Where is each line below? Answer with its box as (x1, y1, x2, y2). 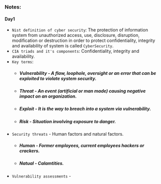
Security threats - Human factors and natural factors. (11, 131, 124, 137)
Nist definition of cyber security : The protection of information (11, 27, 149, 33)
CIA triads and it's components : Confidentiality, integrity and (11, 48, 140, 54)
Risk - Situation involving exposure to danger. (19, 118, 116, 124)
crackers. (19, 148, 40, 154)
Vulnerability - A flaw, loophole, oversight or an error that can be (19, 70, 157, 76)
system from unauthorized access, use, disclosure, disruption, (11, 32, 140, 38)
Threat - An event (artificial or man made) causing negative (19, 88, 146, 94)
